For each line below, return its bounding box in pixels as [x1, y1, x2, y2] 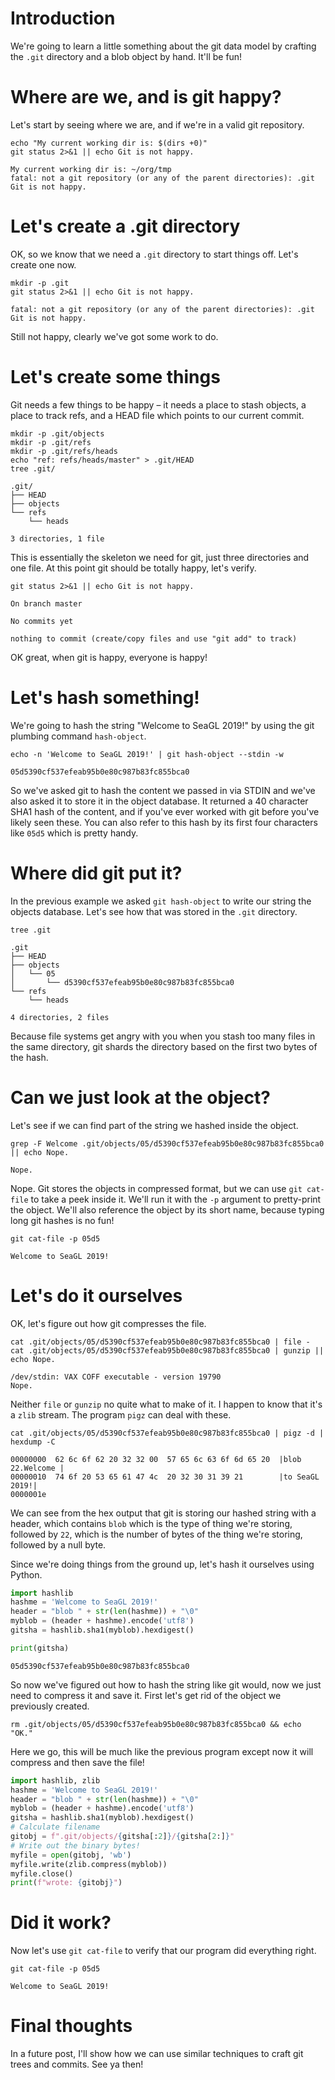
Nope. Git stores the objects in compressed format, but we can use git [10, 1182, 303, 1194]
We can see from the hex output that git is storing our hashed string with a [10, 1507, 317, 1519]
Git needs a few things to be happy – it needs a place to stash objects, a [10, 398, 307, 411]
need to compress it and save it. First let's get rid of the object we [10, 1689, 282, 1701]
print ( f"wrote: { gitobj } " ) [10, 1878, 123, 1888]
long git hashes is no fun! [10, 1214, 115, 1226]
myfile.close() [10, 1868, 74, 1879]
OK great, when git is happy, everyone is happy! [10, 651, 208, 663]
